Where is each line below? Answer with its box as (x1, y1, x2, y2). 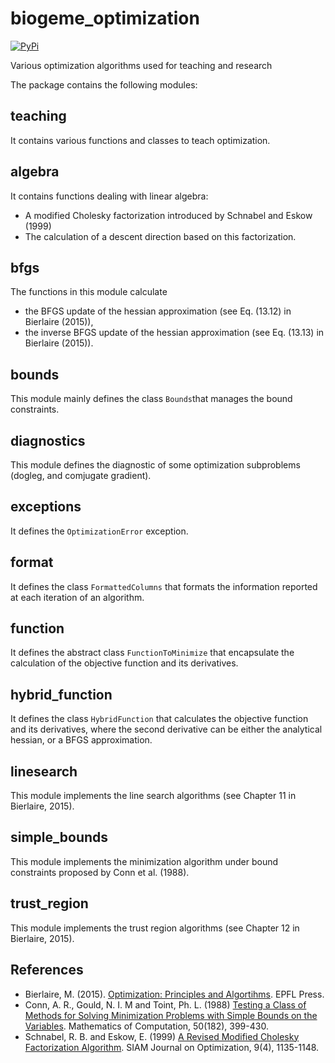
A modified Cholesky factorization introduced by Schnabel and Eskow (24, 209, 313, 221)
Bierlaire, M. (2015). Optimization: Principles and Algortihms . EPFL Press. (24, 988, 325, 1000)
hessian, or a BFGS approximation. (10, 734, 153, 746)
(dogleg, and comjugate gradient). (10, 470, 152, 481)
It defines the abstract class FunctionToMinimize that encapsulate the (10, 647, 295, 659)
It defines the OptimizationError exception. (10, 525, 189, 537)
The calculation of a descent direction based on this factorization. (24, 230, 297, 242)
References (10, 962, 84, 979)
